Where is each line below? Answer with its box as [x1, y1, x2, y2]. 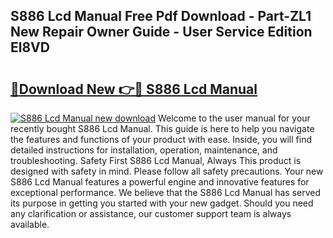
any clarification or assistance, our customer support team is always [10, 208, 292, 219]
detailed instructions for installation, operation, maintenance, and [10, 144, 278, 156]
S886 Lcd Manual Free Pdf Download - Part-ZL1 [10, 8, 312, 25]
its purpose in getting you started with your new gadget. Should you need [10, 197, 314, 209]
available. [10, 219, 50, 230]
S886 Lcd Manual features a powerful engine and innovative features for [10, 176, 310, 188]
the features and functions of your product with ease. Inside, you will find [10, 134, 313, 145]
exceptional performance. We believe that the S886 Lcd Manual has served [10, 187, 322, 198]
